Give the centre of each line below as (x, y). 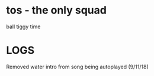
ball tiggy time (23, 27)
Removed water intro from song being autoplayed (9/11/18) (78, 67)
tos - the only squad (56, 10)
